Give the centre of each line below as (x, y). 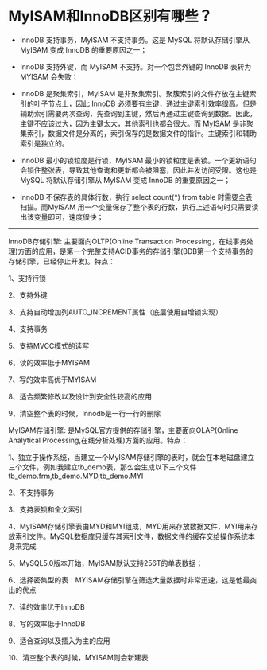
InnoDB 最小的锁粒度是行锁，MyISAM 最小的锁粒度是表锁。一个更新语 (135, 160)
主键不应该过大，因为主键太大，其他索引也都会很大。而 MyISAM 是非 (133, 123)
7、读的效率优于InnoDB (46, 606)
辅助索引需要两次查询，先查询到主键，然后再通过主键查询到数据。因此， (138, 113)
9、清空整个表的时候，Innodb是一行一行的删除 (85, 413)
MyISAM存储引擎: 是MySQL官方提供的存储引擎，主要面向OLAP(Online (123, 430)
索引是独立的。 (44, 143)
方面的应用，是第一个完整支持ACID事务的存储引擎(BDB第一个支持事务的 (135, 251)
